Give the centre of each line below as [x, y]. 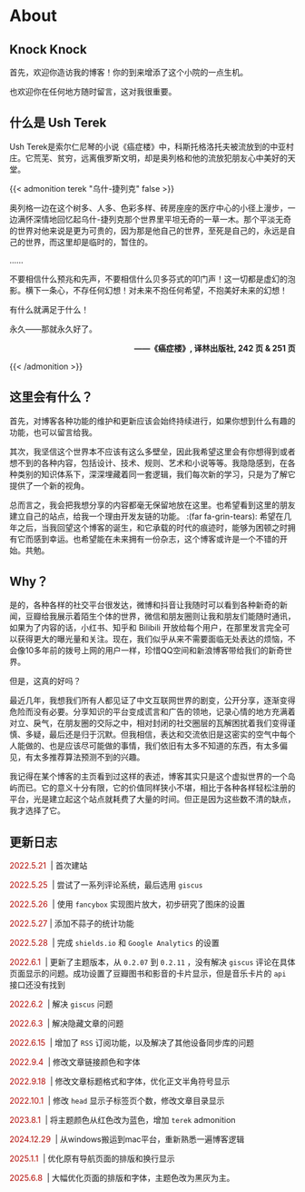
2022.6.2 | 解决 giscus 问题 [61, 1004]
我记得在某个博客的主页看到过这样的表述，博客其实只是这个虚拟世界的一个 [148, 777]
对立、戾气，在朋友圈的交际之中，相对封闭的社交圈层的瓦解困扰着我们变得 [148, 723]
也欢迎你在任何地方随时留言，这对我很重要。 [93, 91]
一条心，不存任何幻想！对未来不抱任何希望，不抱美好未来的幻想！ [164, 290]
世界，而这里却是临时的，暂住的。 [89, 242]
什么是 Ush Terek [58, 123]
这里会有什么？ [51, 397]
